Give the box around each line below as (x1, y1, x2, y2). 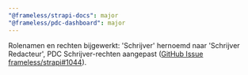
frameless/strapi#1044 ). (8, 57, 87, 67)
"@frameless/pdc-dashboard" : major (8, 19, 126, 27)
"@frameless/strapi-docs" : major (8, 11, 119, 20)
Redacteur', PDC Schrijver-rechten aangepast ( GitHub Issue (8, 49, 204, 58)
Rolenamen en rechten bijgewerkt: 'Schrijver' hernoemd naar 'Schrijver (8, 40, 240, 50)
